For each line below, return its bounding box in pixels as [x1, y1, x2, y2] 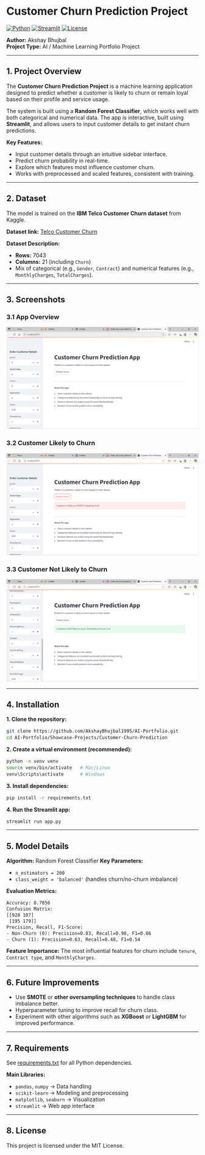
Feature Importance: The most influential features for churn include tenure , [6, 947, 197, 955]
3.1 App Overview [6, 313, 60, 321]
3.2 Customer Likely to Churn [6, 439, 96, 447]
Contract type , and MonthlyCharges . [6, 954, 96, 961]
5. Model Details [6, 841, 69, 851]
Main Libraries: [6, 1071, 46, 1078]
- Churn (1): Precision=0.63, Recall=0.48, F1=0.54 [6, 936, 140, 943]
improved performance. [15, 1019, 75, 1027]
